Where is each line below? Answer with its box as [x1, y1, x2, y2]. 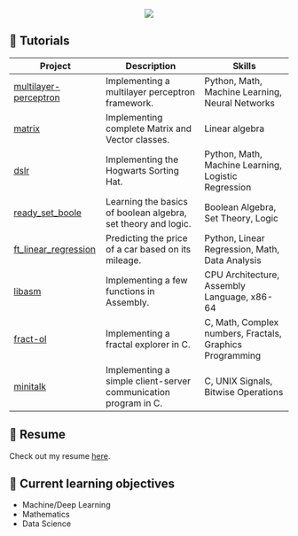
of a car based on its [106, 243, 192, 255]
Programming [204, 349, 262, 361]
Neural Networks [204, 97, 275, 109]
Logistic [204, 169, 238, 182]
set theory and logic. [106, 217, 192, 229]
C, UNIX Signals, [204, 375, 273, 387]
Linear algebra [204, 122, 264, 135]
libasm [13, 284, 42, 297]
